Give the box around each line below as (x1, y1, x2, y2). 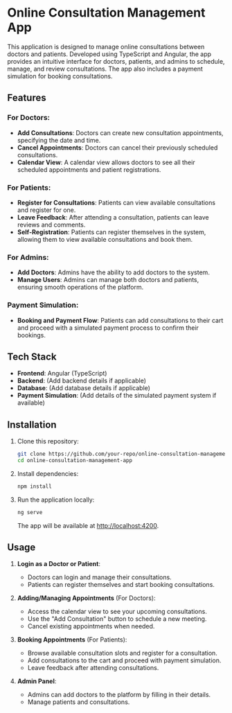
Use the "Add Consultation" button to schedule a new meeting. (27, 615, 207, 623)
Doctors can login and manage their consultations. (27, 573, 172, 581)
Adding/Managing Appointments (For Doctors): (17, 594, 156, 602)
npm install (17, 483, 52, 490)
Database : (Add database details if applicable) (17, 384, 151, 392)
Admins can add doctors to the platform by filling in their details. (27, 691, 211, 699)
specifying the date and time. (17, 136, 101, 144)
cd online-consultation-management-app (17, 457, 133, 464)
